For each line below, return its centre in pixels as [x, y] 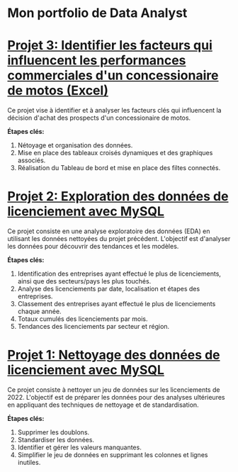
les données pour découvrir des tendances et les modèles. [93, 247]
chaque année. [39, 311]
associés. [32, 160]
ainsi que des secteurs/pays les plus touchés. [84, 281]
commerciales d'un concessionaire [113, 75]
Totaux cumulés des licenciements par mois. [83, 319]
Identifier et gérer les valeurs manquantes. [79, 447]
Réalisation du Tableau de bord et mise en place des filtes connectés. [119, 168]
